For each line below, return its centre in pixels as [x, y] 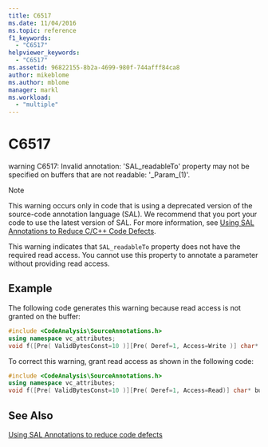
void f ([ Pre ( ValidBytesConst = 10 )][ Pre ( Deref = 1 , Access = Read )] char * [130, 391]
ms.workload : [30, 97]
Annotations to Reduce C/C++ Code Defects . [83, 231]
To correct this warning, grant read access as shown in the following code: [131, 361]
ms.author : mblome [39, 82]
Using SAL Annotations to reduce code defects [86, 434]
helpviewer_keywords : [44, 53]
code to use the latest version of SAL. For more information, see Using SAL [132, 223]
